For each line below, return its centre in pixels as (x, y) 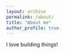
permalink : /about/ (30, 17)
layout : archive (26, 11)
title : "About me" (29, 22)
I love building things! (32, 45)
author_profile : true (33, 28)
